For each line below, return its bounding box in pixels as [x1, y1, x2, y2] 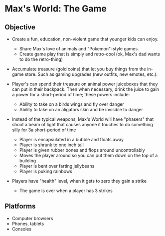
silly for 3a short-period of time [11, 127, 76, 133]
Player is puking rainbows [19, 168, 73, 174]
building [19, 158, 36, 164]
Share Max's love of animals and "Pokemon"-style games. [19, 46, 139, 51]
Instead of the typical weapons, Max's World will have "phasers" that [11, 116, 154, 122]
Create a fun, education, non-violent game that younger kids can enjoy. [11, 36, 159, 42]
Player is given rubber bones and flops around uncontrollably [19, 147, 145, 153]
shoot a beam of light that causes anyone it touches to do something [11, 122, 153, 127]
